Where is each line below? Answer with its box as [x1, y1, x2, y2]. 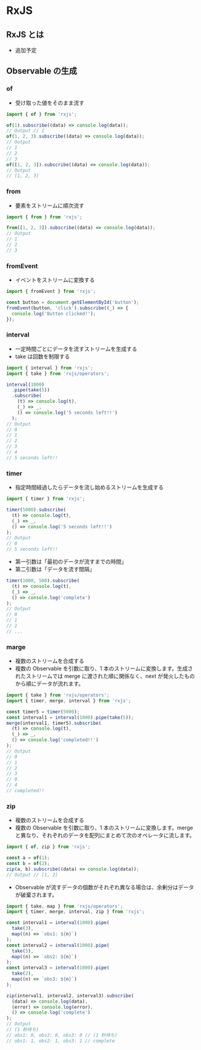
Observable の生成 [6, 66, 77, 76]
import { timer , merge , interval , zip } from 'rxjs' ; [6, 909, 145, 915]
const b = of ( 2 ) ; [6, 860, 50, 866]
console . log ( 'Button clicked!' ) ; [12, 311, 96, 317]
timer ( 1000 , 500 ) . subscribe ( [6, 577, 80, 584]
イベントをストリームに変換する [15, 277, 95, 284]
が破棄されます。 [15, 891, 58, 898]
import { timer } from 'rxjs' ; [6, 496, 85, 502]
